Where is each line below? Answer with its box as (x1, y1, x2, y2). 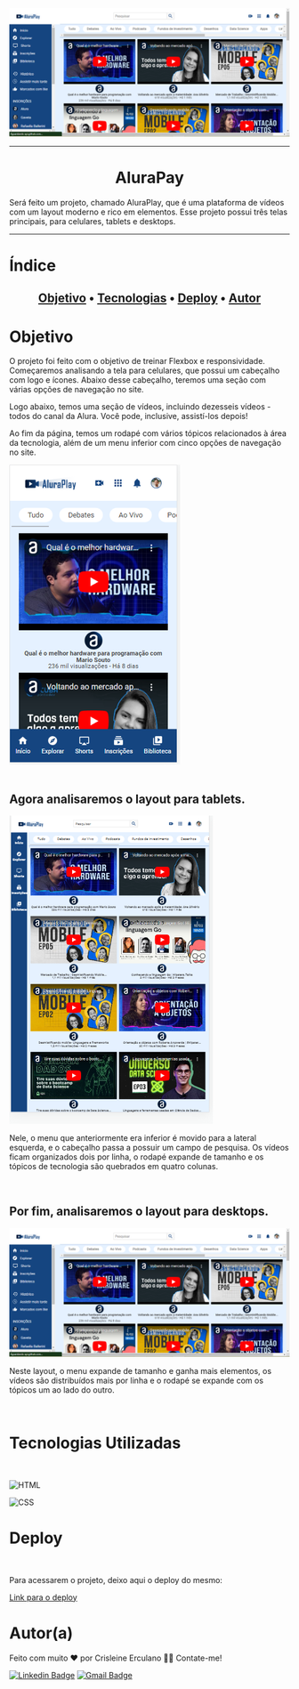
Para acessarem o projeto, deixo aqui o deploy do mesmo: (9, 1574, 222, 1585)
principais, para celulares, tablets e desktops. (9, 215, 176, 226)
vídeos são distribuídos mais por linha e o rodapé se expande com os (9, 1375, 264, 1386)
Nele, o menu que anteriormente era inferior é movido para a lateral (9, 1133, 256, 1144)
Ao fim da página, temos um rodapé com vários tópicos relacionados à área (9, 428, 287, 439)
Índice (9, 255, 56, 275)
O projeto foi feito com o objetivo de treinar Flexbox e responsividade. (9, 356, 265, 367)
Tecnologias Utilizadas (9, 1433, 182, 1453)
